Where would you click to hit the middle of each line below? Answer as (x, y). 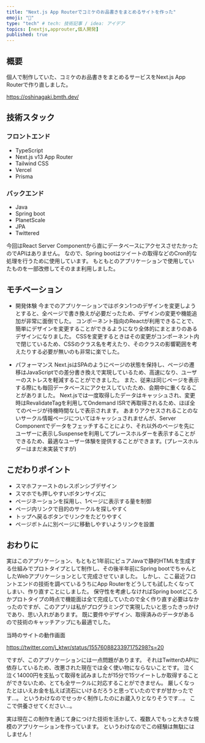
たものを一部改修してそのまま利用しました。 (63, 268)
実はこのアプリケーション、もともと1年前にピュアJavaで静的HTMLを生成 (99, 561)
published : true (27, 35)
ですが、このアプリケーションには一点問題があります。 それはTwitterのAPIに (103, 660)
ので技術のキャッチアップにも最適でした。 (60, 622)
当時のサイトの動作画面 (36, 635)
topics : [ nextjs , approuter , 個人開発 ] (53, 29)
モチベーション (35, 290)
